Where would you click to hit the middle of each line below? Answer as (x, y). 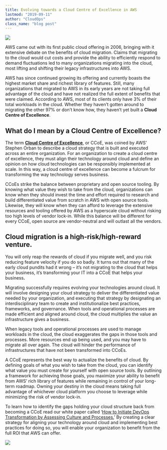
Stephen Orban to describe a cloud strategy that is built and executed (77, 148)
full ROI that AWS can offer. (33, 433)
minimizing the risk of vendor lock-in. (43, 397)
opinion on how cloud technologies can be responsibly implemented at (78, 164)
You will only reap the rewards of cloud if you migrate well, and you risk (79, 257)
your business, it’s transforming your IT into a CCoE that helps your (74, 273)
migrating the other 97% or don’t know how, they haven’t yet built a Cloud (81, 110)
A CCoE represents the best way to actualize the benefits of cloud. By (77, 360)
